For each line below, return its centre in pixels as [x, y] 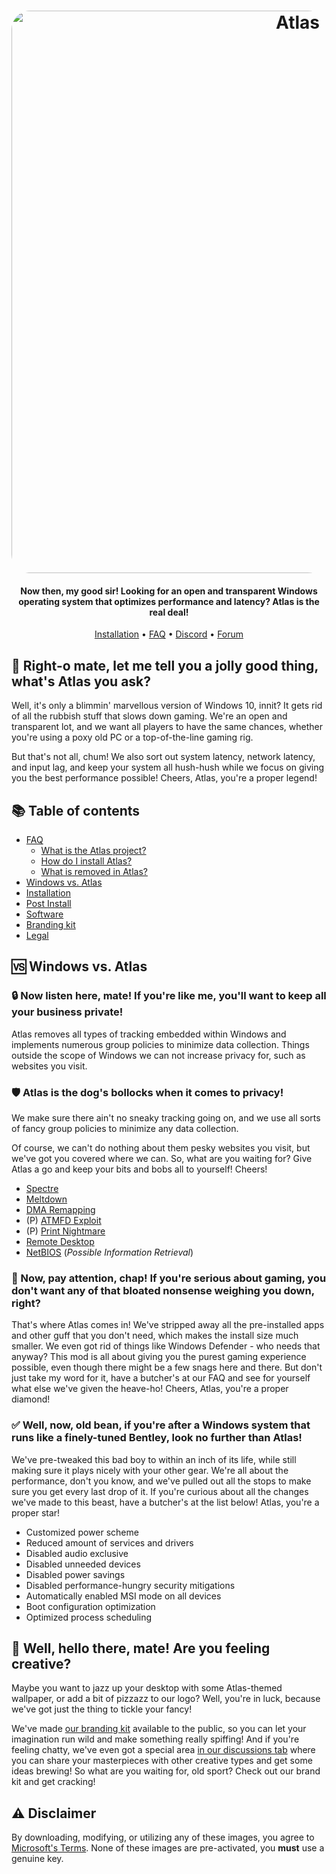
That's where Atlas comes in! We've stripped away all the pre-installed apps [168, 1325]
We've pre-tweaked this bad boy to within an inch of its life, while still [154, 1459]
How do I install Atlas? [86, 861]
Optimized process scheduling [89, 1617]
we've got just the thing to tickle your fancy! [102, 1709]
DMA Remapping [60, 1209]
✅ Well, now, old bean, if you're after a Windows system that [161, 1425]
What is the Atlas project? [93, 851]
